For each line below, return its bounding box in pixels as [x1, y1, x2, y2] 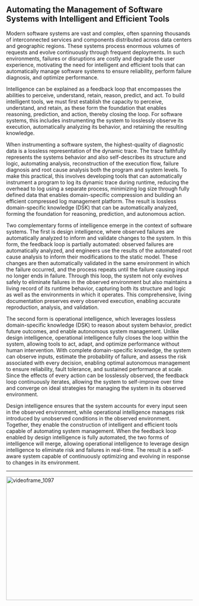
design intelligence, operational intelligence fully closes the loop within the [6, 334, 188, 341]
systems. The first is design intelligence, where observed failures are [6, 228, 175, 235]
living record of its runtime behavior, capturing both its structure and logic [6, 285, 187, 292]
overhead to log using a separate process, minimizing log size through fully [6, 185, 190, 192]
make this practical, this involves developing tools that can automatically [6, 172, 182, 180]
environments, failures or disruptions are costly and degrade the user [6, 55, 175, 62]
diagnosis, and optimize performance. [6, 74, 99, 81]
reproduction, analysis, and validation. [6, 304, 99, 311]
